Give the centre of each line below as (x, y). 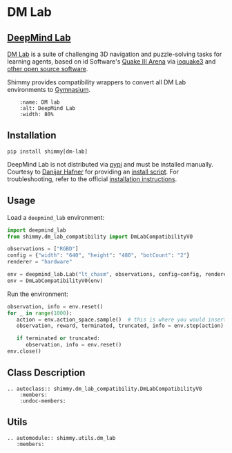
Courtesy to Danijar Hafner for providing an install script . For (93, 172)
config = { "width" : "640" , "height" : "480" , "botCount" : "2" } (98, 256)
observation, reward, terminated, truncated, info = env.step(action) (120, 326)
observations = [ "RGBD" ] (43, 249)
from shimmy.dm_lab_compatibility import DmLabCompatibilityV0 (100, 237)
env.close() (24, 351)
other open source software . (48, 69)
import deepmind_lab (37, 230)
